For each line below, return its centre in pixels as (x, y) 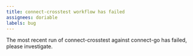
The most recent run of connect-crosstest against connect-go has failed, (97, 40)
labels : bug (21, 23)
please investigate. (29, 46)
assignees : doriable (32, 17)
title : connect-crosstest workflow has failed (66, 12)
